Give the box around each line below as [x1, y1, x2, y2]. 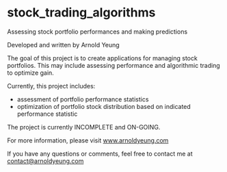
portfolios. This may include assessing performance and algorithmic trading [7, 61, 220, 69]
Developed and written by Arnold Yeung [7, 40, 120, 49]
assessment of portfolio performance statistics [16, 95, 149, 103]
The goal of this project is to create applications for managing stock [7, 53, 198, 62]
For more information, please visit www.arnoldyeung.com [7, 136, 169, 145]
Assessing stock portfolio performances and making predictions [7, 27, 188, 36]
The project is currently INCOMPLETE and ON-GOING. [7, 123, 161, 131]
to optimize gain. [7, 69, 55, 77]
